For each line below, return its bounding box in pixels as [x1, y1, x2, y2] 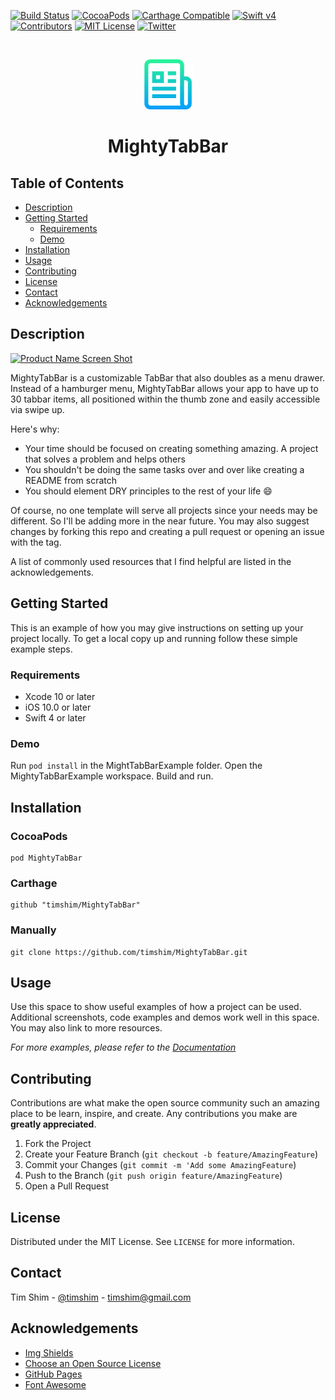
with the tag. [10, 536, 62, 548]
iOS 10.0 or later [24, 701, 92, 713]
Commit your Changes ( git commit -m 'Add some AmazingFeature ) [24, 1159, 297, 1171]
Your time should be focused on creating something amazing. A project [24, 442, 319, 454]
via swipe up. [10, 403, 65, 415]
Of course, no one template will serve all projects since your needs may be [10, 504, 318, 516]
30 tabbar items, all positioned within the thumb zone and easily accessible [10, 393, 321, 405]
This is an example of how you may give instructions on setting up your [10, 621, 304, 634]
